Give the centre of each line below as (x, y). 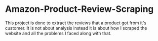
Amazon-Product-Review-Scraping (79, 9)
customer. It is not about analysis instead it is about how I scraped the (76, 28)
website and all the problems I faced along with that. (58, 33)
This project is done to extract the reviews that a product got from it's (76, 23)
